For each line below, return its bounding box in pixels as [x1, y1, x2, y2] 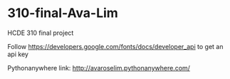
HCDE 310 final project [7, 28, 74, 37]
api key [7, 50, 28, 58]
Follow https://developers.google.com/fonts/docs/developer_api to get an [7, 42, 224, 51]
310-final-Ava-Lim [7, 5, 119, 21]
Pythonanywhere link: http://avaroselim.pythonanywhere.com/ [7, 63, 191, 72]
